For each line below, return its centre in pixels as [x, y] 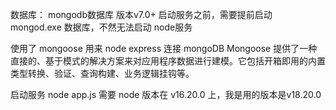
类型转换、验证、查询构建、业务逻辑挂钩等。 [102, 73]
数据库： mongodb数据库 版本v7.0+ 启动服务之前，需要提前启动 [141, 14]
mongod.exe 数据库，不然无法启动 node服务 [101, 27]
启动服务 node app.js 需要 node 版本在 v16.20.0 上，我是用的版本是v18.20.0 [166, 94]
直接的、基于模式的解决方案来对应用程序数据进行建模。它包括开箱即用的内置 [168, 61]
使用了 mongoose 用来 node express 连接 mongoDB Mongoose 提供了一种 [164, 48]
